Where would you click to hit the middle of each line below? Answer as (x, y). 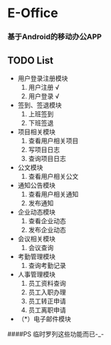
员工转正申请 (47, 301)
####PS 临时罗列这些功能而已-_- (56, 334)
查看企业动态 (47, 221)
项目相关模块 (36, 132)
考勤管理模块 (36, 256)
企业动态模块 (36, 212)
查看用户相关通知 (53, 194)
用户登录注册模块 (43, 78)
